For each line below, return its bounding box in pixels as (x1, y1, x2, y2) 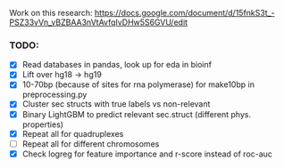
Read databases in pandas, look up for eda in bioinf (21, 60, 213, 70)
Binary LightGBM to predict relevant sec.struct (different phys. (21, 108, 252, 119)
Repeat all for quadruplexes (21, 128, 124, 139)
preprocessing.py (21, 89, 88, 100)
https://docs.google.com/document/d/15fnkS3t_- (94, 8, 275, 18)
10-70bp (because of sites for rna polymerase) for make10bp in (21, 79, 255, 90)
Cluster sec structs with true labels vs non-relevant (21, 99, 211, 109)
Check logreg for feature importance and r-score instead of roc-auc (21, 148, 272, 159)
